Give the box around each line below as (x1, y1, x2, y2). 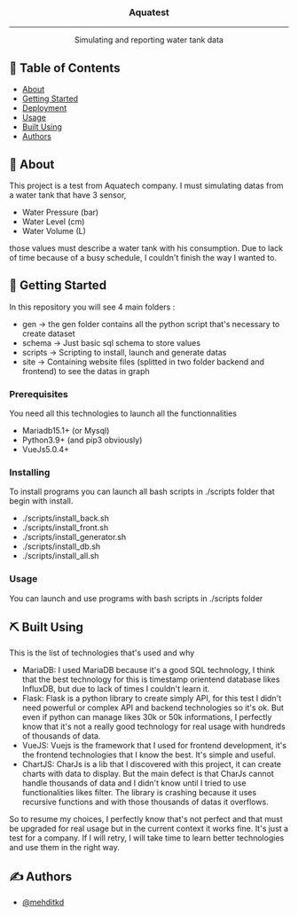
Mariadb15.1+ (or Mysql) (21, 426, 110, 436)
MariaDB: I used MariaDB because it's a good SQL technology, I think (21, 665, 275, 676)
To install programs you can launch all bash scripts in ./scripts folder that (9, 486, 275, 497)
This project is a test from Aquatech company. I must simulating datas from (9, 180, 284, 191)
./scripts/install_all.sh (21, 551, 99, 561)
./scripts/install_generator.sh (21, 532, 127, 543)
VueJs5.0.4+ (21, 444, 69, 455)
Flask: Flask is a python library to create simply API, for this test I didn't (21, 693, 282, 704)
